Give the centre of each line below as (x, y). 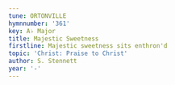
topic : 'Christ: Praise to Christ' (68, 53)
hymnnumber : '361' (39, 23)
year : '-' (25, 69)
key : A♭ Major (32, 31)
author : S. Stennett (43, 62)
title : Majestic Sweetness (54, 38)
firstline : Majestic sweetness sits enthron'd (88, 46)
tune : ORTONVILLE (37, 16)
